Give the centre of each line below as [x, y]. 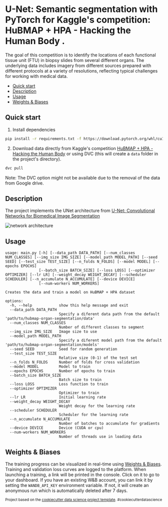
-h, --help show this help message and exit [69, 305]
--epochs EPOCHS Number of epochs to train [62, 371]
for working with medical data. [36, 76]
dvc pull [14, 168]
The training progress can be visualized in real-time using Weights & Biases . [83, 464]
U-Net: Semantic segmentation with [81, 9]
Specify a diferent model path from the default [110, 340]
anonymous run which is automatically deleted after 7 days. [66, 490]
